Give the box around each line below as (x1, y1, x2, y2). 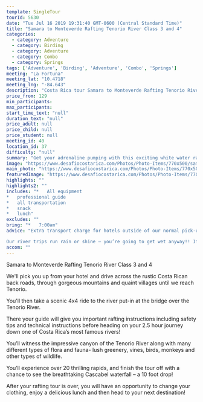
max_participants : (6, 104, 53, 110)
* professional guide (6, 194, 66, 200)
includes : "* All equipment (6, 188, 83, 194)
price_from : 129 (6, 93, 47, 99)
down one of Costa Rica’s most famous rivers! (6, 328, 121, 335)
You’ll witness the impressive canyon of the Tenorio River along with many (6, 339, 192, 347)
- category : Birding (11, 43, 63, 49)
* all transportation (6, 200, 66, 206)
